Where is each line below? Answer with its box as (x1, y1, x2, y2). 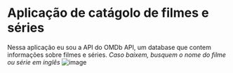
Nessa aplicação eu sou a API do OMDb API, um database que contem (7, 43, 212, 51)
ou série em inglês (7, 58, 61, 66)
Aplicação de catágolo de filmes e (7, 5, 209, 21)
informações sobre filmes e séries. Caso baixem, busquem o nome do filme (7, 51, 227, 59)
